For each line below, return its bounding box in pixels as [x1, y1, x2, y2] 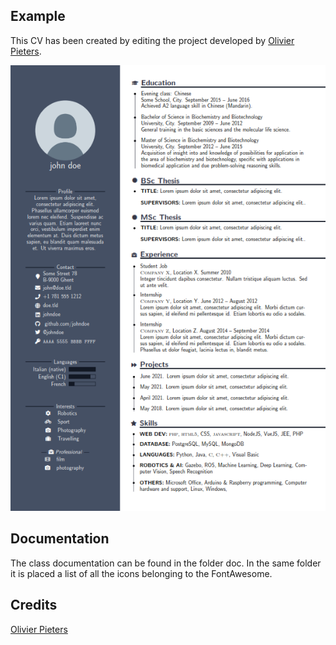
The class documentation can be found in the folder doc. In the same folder [10, 557, 322, 569]
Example [10, 8, 66, 25]
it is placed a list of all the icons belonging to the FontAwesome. [10, 567, 273, 579]
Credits [10, 597, 58, 614]
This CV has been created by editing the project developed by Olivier [10, 34, 295, 46]
